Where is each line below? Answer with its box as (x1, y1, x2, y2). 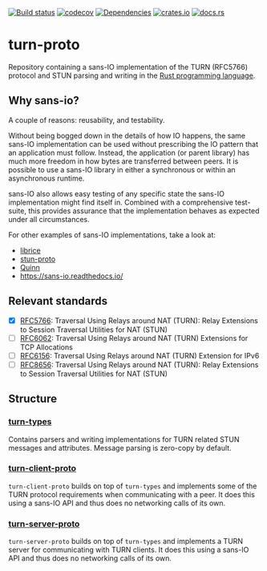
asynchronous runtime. (8, 173, 85, 183)
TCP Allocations (19, 342, 74, 352)
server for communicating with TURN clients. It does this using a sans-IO (8, 545, 249, 555)
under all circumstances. (8, 214, 90, 224)
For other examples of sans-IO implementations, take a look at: (8, 229, 216, 240)
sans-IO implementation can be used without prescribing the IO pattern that (8, 139, 259, 148)
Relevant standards (8, 294, 108, 308)
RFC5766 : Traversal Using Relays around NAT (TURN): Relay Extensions (19, 315, 259, 325)
